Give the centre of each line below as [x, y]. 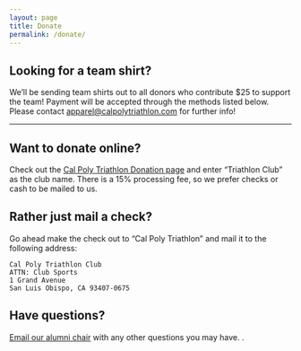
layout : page [34, 18]
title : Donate [36, 26]
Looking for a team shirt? [81, 70]
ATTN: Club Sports [43, 272]
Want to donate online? [75, 148]
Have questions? [57, 316]
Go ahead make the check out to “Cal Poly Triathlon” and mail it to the [138, 238]
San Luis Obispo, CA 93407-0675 [69, 288]
